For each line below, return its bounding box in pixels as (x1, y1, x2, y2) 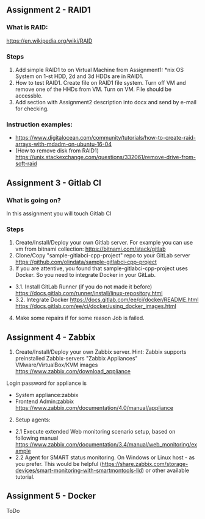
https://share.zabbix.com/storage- (101, 460, 189, 468)
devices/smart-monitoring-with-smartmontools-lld (15, 467, 142, 474)
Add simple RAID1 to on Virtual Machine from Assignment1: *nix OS (15, 66, 184, 73)
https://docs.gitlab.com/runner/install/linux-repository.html (15, 290, 163, 297)
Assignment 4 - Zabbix (6, 332, 96, 342)
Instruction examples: (6, 120, 73, 129)
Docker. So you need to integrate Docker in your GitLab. (15, 271, 156, 279)
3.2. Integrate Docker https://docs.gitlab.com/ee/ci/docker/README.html (15, 296, 199, 304)
